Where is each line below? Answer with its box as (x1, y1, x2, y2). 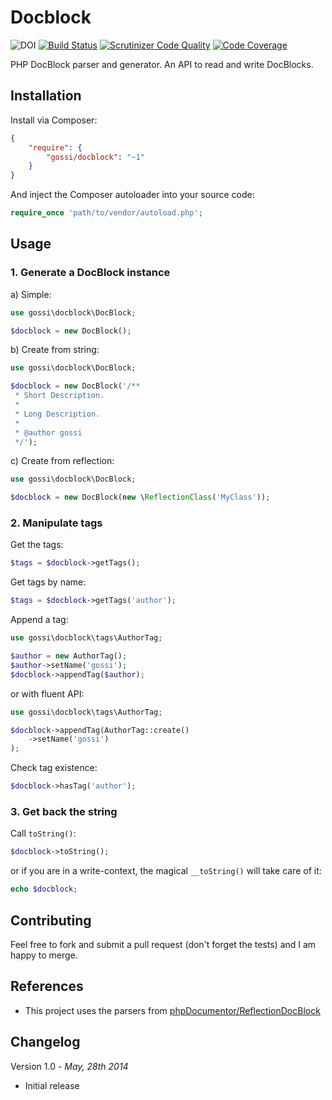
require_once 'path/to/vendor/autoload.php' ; (10, 208, 203, 218)
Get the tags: (10, 539, 64, 551)
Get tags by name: (10, 576, 87, 588)
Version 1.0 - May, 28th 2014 (10, 1060, 129, 1072)
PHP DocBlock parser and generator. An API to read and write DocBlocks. (10, 58, 314, 70)
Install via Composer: (10, 114, 98, 126)
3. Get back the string (10, 805, 118, 819)
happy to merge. (10, 949, 78, 961)
